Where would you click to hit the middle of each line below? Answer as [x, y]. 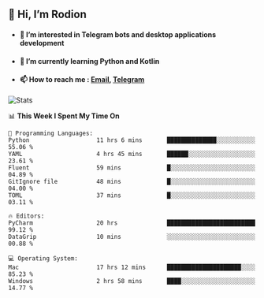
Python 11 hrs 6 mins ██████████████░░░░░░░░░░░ [132, 140]
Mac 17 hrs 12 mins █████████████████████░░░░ [132, 267]
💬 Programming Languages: [50, 133]
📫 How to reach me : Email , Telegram [82, 80]
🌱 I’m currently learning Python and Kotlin [89, 61]
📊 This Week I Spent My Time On [64, 116]
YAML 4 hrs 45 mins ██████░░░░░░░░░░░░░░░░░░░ [132, 154]
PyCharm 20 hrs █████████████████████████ [132, 223]
